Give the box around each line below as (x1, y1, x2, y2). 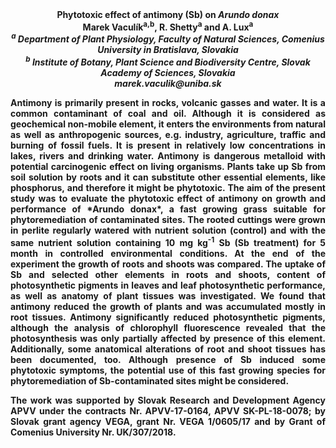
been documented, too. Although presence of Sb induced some (10, 353, 326, 365)
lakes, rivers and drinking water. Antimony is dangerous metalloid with (10, 149, 326, 162)
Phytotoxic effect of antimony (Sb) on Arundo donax (56, 9, 280, 20)
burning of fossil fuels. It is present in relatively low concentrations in (10, 139, 326, 151)
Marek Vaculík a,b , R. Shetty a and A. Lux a (82, 19, 254, 33)
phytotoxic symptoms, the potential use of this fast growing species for (10, 364, 326, 376)
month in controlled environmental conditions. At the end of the (10, 247, 326, 259)
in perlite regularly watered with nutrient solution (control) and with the (10, 224, 326, 236)
